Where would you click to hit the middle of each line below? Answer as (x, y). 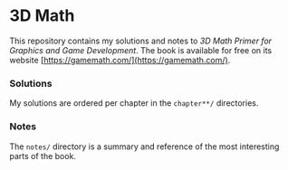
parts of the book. (43, 156)
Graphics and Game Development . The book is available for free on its (141, 50)
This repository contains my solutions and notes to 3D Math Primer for (141, 41)
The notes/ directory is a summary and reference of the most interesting (144, 146)
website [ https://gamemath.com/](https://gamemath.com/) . (120, 60)
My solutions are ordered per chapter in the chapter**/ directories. (134, 103)
